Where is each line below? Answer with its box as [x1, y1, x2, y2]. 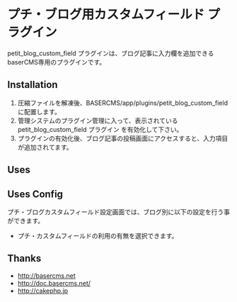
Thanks [7, 252, 42, 264]
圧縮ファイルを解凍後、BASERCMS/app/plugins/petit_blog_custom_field [17, 99, 229, 107]
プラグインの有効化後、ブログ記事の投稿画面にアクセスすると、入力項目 [17, 134, 229, 142]
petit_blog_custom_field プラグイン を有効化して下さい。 [17, 125, 183, 133]
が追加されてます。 [17, 142, 73, 151]
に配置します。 [17, 107, 62, 116]
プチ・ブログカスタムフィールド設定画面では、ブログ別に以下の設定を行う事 [7, 207, 230, 216]
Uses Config [7, 188, 64, 200]
